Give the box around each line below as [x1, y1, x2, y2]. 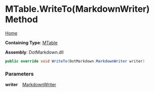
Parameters [5, 70, 34, 77]
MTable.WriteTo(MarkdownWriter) [5, 3, 150, 15]
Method [5, 14, 38, 25]
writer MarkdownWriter [5, 82, 56, 88]
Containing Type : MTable [5, 39, 58, 45]
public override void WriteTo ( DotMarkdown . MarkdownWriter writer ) [5, 59, 145, 63]
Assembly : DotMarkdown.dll [5, 49, 64, 55]
